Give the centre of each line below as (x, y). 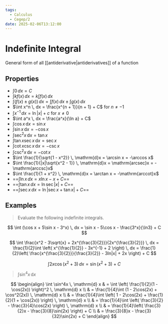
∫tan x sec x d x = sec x (34, 141)
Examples (21, 205)
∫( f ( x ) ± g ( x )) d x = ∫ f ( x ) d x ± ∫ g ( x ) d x (49, 102)
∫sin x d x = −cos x (31, 129)
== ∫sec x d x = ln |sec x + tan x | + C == (51, 189)
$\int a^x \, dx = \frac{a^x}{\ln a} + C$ (52, 118)
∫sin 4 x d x (27, 274)
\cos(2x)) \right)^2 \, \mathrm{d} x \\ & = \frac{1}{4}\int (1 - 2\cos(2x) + (84, 290)
